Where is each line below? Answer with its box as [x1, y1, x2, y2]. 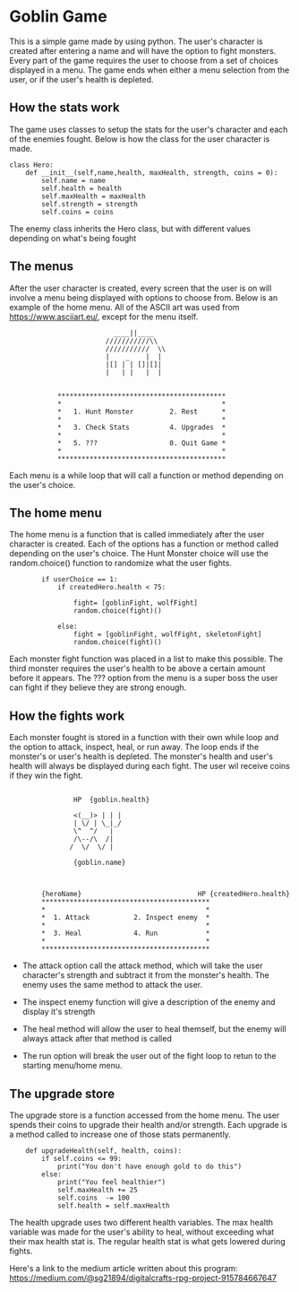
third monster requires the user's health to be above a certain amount [9, 663, 266, 674]
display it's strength [21, 1007, 96, 1017]
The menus [9, 258, 74, 275]
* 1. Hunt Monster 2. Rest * [56, 406, 226, 416]
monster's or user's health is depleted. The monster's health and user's [9, 751, 273, 762]
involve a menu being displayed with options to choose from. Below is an [9, 292, 278, 302]
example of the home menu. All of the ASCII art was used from [9, 301, 240, 312]
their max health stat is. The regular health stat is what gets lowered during [9, 1236, 286, 1246]
